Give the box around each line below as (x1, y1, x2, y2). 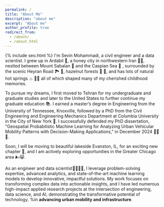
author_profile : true (5, 25, 49, 30)
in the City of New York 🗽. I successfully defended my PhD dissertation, (5, 118, 150, 124)
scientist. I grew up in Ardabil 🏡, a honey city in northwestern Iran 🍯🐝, (5, 57, 145, 64)
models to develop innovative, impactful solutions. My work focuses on (5, 176, 148, 182)
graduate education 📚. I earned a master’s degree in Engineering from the (5, 101, 155, 107)
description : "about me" (5, 16, 56, 21)
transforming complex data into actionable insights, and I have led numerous (5, 181, 160, 186)
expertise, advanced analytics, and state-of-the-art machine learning (5, 170, 145, 176)
